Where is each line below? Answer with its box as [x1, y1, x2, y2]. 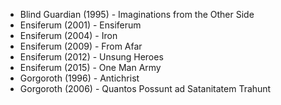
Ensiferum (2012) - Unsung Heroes [19, 51, 164, 63]
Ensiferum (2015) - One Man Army [19, 62, 162, 73]
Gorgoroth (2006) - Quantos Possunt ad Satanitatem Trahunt [19, 83, 272, 94]
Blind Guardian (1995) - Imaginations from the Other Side [19, 9, 255, 20]
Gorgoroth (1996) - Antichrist [19, 72, 140, 84]
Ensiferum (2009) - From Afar [19, 40, 143, 52]
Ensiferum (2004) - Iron [19, 30, 118, 41]
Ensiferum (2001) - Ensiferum [19, 19, 142, 31]
